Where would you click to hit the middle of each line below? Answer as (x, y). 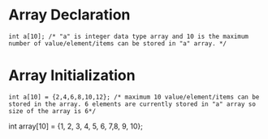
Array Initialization (72, 76)
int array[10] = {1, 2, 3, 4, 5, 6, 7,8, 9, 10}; (76, 126)
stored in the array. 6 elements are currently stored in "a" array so (132, 104)
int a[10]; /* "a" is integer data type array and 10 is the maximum (129, 36)
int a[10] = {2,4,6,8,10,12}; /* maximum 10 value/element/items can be (134, 97)
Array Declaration (69, 15)
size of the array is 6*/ (52, 111)
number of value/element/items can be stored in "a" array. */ (118, 43)
